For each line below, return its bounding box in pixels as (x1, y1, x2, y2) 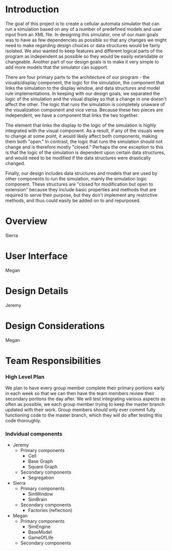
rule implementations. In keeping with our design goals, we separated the (5, 90, 160, 96)
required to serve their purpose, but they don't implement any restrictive (5, 192, 158, 198)
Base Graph (28, 458, 53, 464)
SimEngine (28, 524, 51, 530)
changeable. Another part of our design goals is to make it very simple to (5, 58, 159, 65)
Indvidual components (5, 431, 62, 438)
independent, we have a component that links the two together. (5, 112, 139, 118)
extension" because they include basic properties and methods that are (5, 186, 157, 193)
